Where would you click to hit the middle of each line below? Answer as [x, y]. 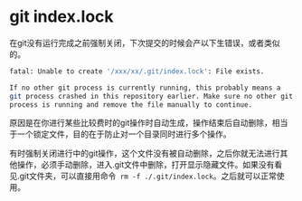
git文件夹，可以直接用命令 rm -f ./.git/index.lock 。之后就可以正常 [148, 176]
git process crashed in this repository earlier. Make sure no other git [151, 96]
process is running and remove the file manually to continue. [131, 105]
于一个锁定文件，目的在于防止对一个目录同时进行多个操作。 [120, 134]
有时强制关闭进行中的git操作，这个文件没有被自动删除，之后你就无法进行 [145, 153]
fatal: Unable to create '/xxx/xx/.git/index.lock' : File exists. [137, 71]
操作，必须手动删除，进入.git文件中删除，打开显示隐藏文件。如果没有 [146, 165]
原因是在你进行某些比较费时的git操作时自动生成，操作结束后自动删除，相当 [149, 123]
